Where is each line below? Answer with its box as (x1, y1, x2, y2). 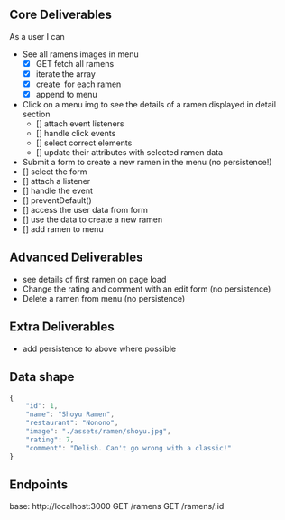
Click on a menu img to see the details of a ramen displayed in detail (22, 99, 277, 110)
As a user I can (9, 31, 65, 42)
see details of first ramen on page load (22, 274, 167, 284)
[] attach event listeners (35, 118, 124, 129)
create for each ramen (35, 79, 122, 89)
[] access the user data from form (22, 205, 149, 216)
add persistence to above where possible (22, 343, 177, 354)
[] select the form (22, 166, 87, 177)
